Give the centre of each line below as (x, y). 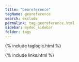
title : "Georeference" (28, 9)
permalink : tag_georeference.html (40, 23)
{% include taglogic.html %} (33, 46)
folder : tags (18, 32)
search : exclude (21, 18)
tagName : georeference (28, 14)
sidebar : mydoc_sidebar (29, 28)
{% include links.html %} (30, 55)
